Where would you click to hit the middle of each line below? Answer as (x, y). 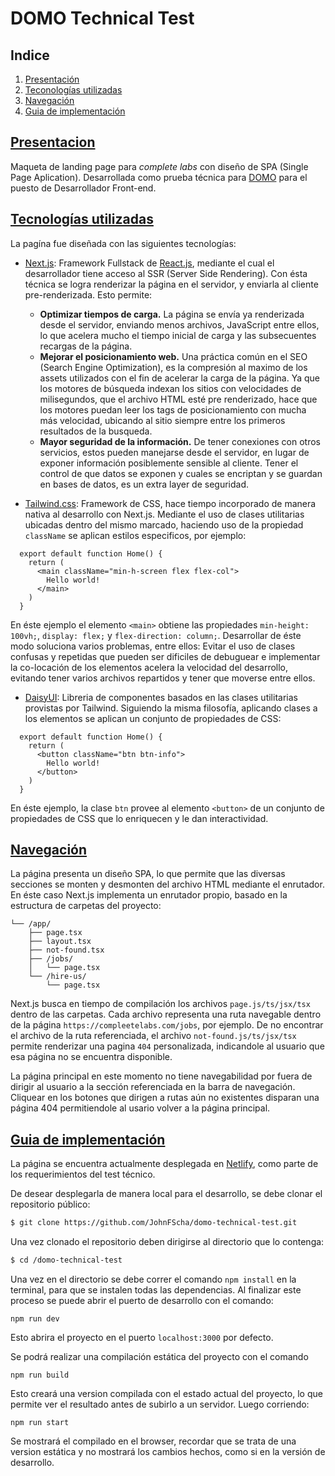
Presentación (52, 79)
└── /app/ (31, 924)
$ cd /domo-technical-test (66, 1260)
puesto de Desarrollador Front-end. (83, 188)
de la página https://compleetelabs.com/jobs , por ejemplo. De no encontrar (167, 1025)
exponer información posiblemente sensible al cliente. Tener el (169, 463)
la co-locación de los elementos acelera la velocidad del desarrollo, (149, 667)
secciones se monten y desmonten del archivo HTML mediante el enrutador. (167, 884)
